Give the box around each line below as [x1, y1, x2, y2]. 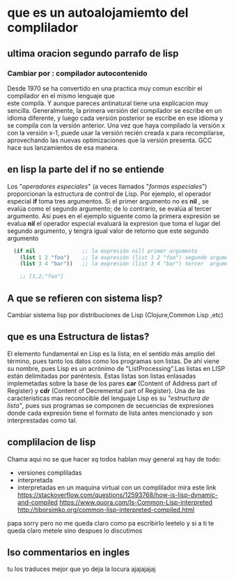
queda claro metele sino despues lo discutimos [7, 526, 143, 535]
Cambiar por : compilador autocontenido [7, 68, 148, 78]
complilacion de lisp [7, 436, 96, 448]
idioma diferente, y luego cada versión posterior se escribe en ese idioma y [7, 114, 224, 122]
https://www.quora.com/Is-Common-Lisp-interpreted [58, 498, 212, 506]
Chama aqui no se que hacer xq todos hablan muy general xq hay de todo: [7, 455, 221, 463]
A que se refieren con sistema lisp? [7, 292, 163, 304]
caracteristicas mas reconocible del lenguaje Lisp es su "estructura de [7, 394, 210, 402]
